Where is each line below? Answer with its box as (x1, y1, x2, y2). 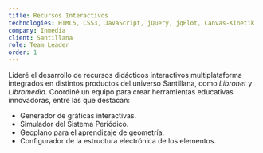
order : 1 (8, 48, 37, 56)
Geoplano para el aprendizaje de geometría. (19, 128, 165, 137)
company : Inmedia (8, 26, 66, 34)
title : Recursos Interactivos (8, 11, 109, 20)
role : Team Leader (8, 41, 69, 49)
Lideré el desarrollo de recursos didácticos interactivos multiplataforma (8, 71, 243, 79)
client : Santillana (8, 33, 73, 42)
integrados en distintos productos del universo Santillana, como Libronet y (8, 78, 253, 88)
